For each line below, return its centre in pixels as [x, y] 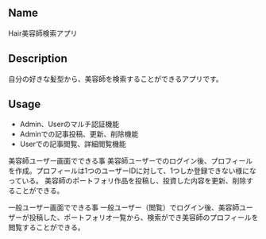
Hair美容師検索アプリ [43, 33]
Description [38, 59]
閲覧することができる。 [46, 227]
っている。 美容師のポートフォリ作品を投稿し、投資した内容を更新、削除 [127, 181]
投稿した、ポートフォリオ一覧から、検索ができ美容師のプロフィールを [144, 218]
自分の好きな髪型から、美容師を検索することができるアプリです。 [116, 79]
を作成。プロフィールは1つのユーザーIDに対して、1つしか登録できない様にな [132, 171]
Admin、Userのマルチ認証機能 [69, 124]
